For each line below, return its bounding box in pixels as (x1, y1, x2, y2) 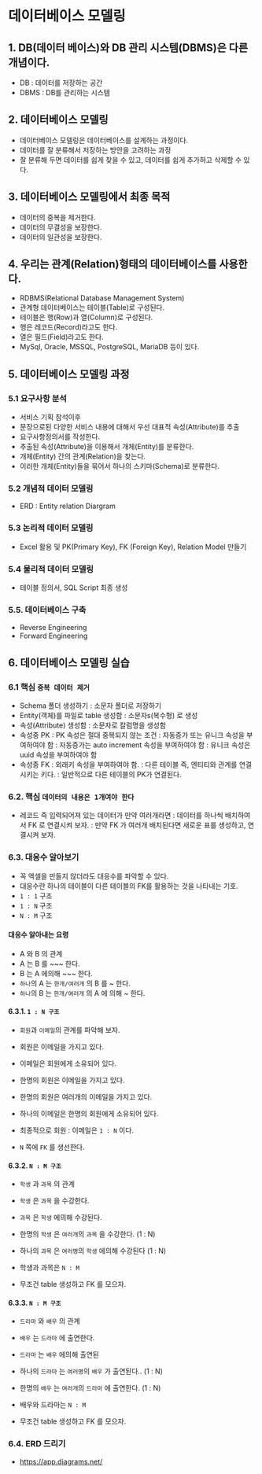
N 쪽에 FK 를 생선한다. (19, 1142, 85, 1152)
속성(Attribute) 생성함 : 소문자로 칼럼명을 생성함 (19, 720, 167, 730)
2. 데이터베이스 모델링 (8, 113, 109, 127)
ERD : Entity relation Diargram (19, 501, 116, 511)
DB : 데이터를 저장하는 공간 (19, 78, 103, 87)
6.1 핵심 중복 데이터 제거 (8, 681, 90, 692)
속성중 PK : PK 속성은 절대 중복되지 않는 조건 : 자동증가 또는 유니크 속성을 (19, 731, 245, 739)
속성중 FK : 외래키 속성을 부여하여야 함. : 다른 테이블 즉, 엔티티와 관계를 (19, 760, 238, 769)
